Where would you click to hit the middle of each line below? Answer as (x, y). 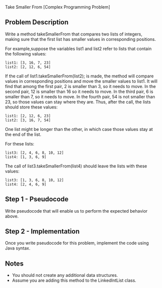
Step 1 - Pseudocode (37, 199)
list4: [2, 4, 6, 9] (26, 184)
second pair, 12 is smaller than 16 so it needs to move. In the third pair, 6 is (79, 91)
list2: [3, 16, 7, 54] (28, 120)
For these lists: (20, 144)
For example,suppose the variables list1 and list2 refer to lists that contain (78, 49)
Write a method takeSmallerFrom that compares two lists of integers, (74, 34)
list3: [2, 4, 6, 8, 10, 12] (34, 153)
